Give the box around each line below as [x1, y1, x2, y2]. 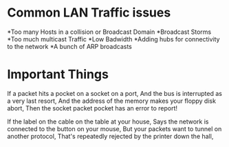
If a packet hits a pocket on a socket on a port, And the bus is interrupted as [7, 89, 222, 97]
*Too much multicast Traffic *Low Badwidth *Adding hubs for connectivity [7, 35, 220, 43]
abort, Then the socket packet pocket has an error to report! [7, 104, 177, 112]
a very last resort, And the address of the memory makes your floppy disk [7, 97, 217, 105]
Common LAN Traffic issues [7, 5, 171, 21]
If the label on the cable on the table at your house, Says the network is [7, 117, 209, 126]
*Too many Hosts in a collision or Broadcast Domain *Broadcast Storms [7, 28, 212, 36]
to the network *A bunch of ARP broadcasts [7, 42, 133, 50]
